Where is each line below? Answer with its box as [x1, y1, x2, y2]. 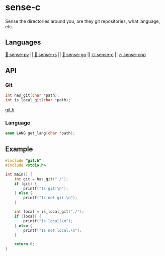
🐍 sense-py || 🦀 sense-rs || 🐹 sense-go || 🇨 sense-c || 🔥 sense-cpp [5, 51, 146, 57]
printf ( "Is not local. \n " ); [23, 228, 82, 233]
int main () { [5, 172, 33, 177]
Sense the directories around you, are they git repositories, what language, [5, 18, 160, 24]
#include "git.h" [5, 158, 42, 163]
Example [5, 145, 33, 153]
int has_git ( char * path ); [5, 93, 59, 98]
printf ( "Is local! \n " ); [23, 218, 73, 223]
